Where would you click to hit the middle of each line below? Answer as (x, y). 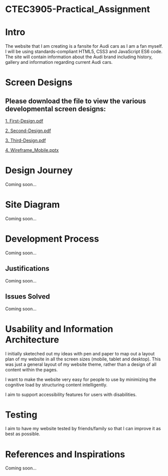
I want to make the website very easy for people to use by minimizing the (81, 379)
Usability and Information (59, 329)
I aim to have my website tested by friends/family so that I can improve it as (83, 429)
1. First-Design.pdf (24, 121)
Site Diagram (33, 205)
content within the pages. (32, 369)
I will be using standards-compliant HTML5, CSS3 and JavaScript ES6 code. (84, 52)
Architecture (32, 340)
